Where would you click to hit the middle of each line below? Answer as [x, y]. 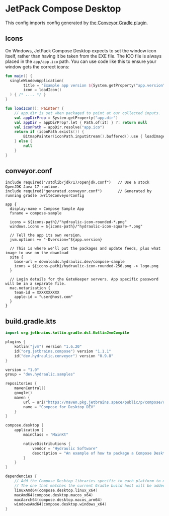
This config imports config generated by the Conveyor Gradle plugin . [77, 23]
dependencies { [21, 476]
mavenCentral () [30, 388]
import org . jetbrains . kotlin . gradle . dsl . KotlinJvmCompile [67, 333]
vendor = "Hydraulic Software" [65, 449]
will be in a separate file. [36, 284]
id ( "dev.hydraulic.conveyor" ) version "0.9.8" [64, 356]
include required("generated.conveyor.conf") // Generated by [78, 191]
